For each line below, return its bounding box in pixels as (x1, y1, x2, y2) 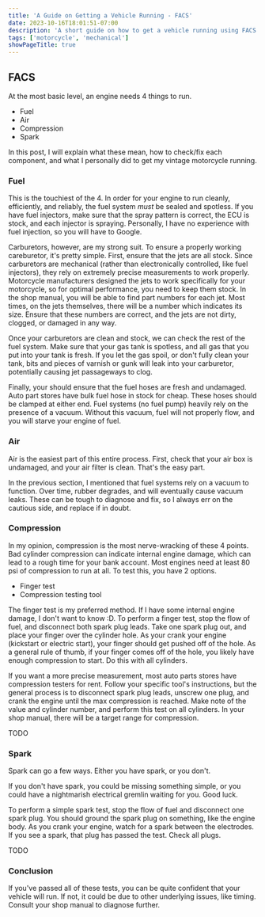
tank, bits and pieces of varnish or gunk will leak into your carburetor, (8, 359, 235, 368)
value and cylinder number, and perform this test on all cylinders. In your (8, 704, 245, 713)
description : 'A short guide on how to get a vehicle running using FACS (8, 26, 257, 34)
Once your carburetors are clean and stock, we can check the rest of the (8, 333, 245, 343)
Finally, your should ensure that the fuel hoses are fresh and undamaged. (8, 382, 247, 392)
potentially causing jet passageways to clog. (8, 367, 153, 377)
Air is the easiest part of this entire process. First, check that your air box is (8, 454, 253, 463)
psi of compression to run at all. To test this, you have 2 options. (8, 565, 218, 575)
